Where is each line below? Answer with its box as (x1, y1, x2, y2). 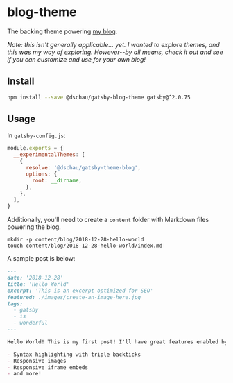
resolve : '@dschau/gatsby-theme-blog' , (25, 164, 141, 171)
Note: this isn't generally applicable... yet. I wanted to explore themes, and (7, 40, 220, 49)
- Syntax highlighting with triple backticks (7, 351, 141, 358)
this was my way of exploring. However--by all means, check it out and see (7, 48, 223, 56)
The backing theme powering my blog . (7, 27, 118, 35)
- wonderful (13, 320, 49, 327)
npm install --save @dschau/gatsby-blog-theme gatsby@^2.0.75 (7, 94, 191, 101)
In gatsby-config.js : (7, 131, 66, 139)
